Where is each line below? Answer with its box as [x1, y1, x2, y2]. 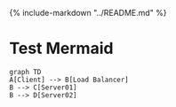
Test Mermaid [9, 39, 114, 58]
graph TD [9, 67, 42, 76]
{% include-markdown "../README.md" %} [9, 8, 167, 18]
